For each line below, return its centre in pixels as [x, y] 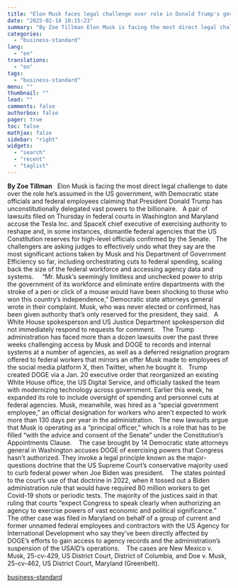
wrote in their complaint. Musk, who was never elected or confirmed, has [114, 307]
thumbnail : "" [28, 93]
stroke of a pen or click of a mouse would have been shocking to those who [118, 291]
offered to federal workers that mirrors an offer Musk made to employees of [118, 359]
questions [22, 465]
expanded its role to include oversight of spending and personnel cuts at [113, 397]
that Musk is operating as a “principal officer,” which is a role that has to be [117, 428]
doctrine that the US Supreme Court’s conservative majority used [133, 465]
